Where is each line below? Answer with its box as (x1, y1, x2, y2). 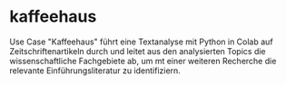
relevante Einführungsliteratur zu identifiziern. (9, 65, 182, 76)
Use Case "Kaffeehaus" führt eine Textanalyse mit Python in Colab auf (9, 36, 274, 47)
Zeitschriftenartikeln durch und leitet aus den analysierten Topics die (9, 45, 266, 56)
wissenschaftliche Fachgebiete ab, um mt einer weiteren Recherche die (9, 55, 277, 66)
